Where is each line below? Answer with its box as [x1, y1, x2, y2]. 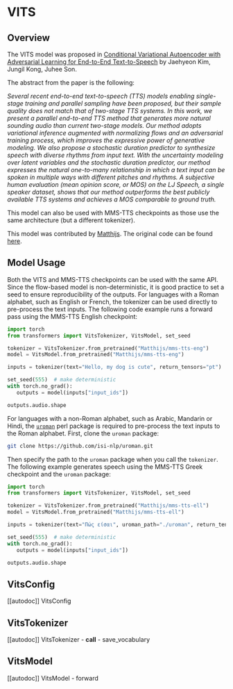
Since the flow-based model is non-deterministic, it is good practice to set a [7, 283, 225, 291]
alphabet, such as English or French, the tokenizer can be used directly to [7, 297, 218, 306]
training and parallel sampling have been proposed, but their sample [25, 99, 222, 108]
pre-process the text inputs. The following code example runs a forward [7, 305, 213, 313]
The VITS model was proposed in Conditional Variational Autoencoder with [7, 50, 221, 58]
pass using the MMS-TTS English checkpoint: [7, 312, 137, 320]
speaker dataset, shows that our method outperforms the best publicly [7, 188, 210, 196]
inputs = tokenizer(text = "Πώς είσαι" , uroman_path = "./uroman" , [7, 522, 194, 529]
